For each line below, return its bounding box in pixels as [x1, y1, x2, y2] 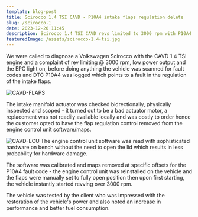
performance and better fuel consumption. [6, 205, 110, 211]
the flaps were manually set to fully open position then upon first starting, [6, 174, 185, 181]
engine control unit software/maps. [6, 126, 92, 133]
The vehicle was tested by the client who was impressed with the [6, 192, 165, 199]
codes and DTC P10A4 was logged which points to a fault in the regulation [6, 72, 187, 78]
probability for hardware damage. [6, 150, 87, 157]
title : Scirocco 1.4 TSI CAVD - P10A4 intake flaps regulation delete [6, 14, 184, 20]
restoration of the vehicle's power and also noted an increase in [6, 198, 161, 205]
